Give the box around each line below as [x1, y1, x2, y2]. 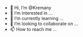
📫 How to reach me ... [10, 26, 57, 32]
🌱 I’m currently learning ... [10, 15, 64, 21]
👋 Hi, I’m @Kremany [10, 5, 52, 10]
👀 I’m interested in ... [10, 10, 53, 16]
